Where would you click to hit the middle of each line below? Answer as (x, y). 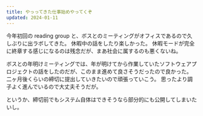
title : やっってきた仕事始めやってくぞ (49, 12)
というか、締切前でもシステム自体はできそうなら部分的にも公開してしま (96, 99)
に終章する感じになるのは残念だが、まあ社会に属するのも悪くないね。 (94, 51)
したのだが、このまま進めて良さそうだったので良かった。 (120, 71)
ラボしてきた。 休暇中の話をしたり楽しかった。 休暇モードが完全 (114, 43)
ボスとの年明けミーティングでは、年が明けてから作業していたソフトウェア (99, 64)
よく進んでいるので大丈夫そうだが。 (56, 86)
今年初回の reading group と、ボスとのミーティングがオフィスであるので (97, 36)
